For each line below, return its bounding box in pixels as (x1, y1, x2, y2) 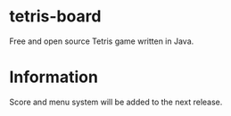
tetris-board (9, 6, 102, 27)
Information (9, 67, 98, 87)
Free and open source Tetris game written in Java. (9, 36, 194, 46)
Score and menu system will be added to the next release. (9, 96, 223, 107)
